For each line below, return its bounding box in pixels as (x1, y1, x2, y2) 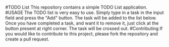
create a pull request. (5, 36, 49, 42)
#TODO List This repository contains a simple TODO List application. (5, 4, 148, 10)
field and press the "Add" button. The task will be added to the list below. (5, 15, 157, 20)
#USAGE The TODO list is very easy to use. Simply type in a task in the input (5, 9, 164, 15)
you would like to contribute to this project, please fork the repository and (5, 31, 158, 36)
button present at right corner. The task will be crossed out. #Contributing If (5, 25, 163, 31)
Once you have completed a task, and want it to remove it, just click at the (5, 20, 159, 26)
